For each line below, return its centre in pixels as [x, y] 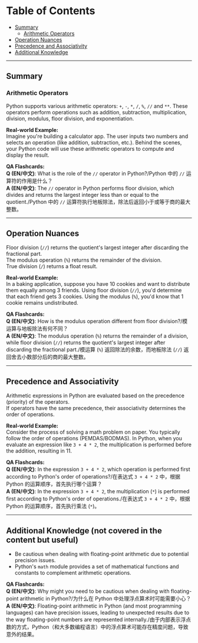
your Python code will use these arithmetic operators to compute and [90, 149]
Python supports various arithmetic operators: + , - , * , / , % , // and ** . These [97, 106]
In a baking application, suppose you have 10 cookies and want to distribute [98, 284]
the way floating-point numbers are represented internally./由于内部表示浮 [96, 619]
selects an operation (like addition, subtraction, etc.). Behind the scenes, [94, 142]
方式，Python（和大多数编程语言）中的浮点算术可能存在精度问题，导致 [102, 627]
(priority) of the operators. [38, 402]
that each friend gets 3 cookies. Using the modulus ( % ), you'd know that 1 [95, 296]
